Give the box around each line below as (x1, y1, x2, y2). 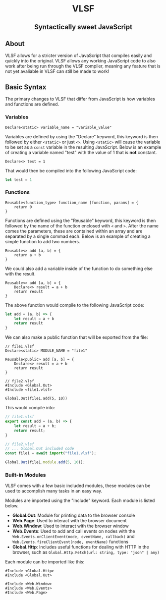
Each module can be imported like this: (5, 559, 85, 565)
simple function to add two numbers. (5, 238, 80, 244)
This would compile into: (5, 405, 55, 411)
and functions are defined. (5, 101, 59, 107)
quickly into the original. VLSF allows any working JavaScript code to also (5, 58, 156, 64)
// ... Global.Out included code (5, 446, 74, 451)
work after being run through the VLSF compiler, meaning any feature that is (5, 63, 161, 69)
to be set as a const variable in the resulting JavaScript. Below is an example (5, 144, 162, 150)
